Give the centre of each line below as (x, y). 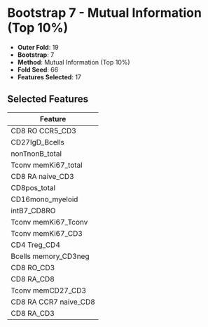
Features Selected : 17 (49, 77)
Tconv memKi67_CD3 (47, 233)
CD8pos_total (33, 187)
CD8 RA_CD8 (33, 279)
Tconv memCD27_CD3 (48, 291)
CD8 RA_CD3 (33, 313)
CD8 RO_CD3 (33, 267)
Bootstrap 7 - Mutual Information (104, 13)
